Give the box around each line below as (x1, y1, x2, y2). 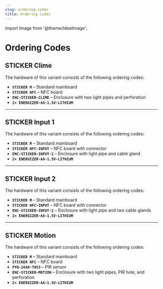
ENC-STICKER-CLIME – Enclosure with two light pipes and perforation (12, 94, 146, 100)
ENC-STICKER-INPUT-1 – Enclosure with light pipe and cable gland (12, 151, 141, 156)
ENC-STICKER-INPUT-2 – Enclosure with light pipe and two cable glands (12, 208, 151, 213)
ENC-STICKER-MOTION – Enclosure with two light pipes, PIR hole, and (12, 269, 145, 275)
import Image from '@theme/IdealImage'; (5, 25, 87, 31)
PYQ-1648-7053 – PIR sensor (12, 264, 67, 270)
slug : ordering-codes (5, 7, 49, 12)
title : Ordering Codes (5, 12, 51, 17)
